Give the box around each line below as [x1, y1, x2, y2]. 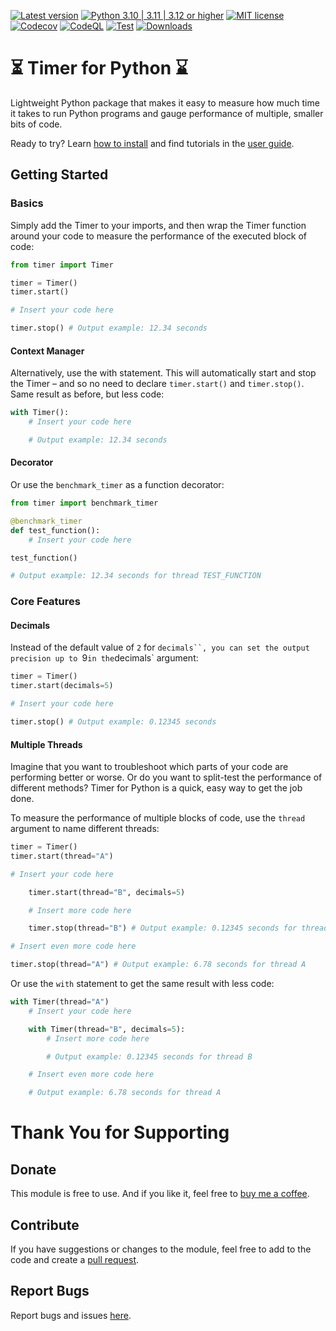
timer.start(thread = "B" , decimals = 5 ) [28, 887, 186, 897]
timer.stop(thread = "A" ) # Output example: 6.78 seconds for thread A [10, 960, 307, 970]
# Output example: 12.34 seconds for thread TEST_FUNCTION [10, 571, 262, 581]
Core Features [10, 595, 81, 609]
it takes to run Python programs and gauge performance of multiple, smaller [10, 107, 324, 119]
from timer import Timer [10, 260, 114, 270]
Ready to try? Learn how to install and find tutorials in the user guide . [10, 137, 295, 149]
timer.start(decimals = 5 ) [10, 681, 114, 691]
